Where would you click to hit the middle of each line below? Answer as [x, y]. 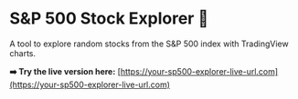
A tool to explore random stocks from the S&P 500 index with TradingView [149, 44]
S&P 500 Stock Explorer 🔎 [109, 19]
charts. [23, 53]
